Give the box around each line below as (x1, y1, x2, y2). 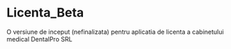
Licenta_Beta (6, 5, 84, 21)
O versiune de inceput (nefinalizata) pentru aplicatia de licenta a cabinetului (6, 28, 224, 36)
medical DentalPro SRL (6, 35, 73, 43)
